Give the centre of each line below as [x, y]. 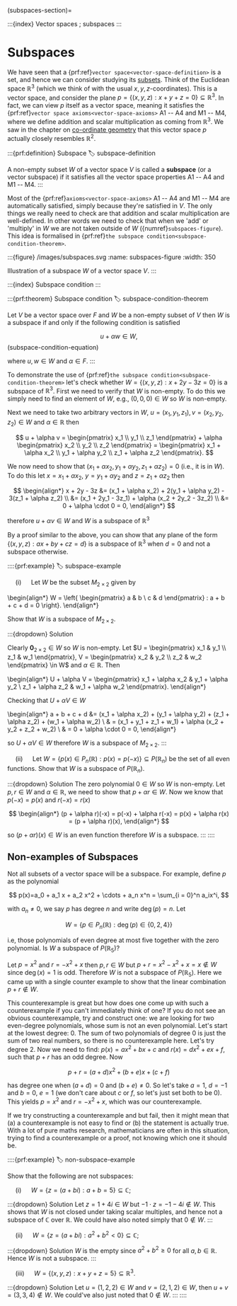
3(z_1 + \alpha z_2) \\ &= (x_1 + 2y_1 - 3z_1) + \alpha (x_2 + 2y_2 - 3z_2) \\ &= [119, 498]
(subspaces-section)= [40, 10]
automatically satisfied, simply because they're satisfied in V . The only [110, 205]
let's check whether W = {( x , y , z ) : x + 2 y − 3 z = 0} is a [147, 382]
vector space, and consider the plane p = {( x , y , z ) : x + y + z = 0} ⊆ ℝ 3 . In [116, 97]
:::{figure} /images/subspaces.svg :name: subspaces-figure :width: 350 [112, 257]
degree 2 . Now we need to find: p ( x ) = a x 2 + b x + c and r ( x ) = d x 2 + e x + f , [116, 1049]
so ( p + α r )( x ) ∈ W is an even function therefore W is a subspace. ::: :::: [111, 835]
